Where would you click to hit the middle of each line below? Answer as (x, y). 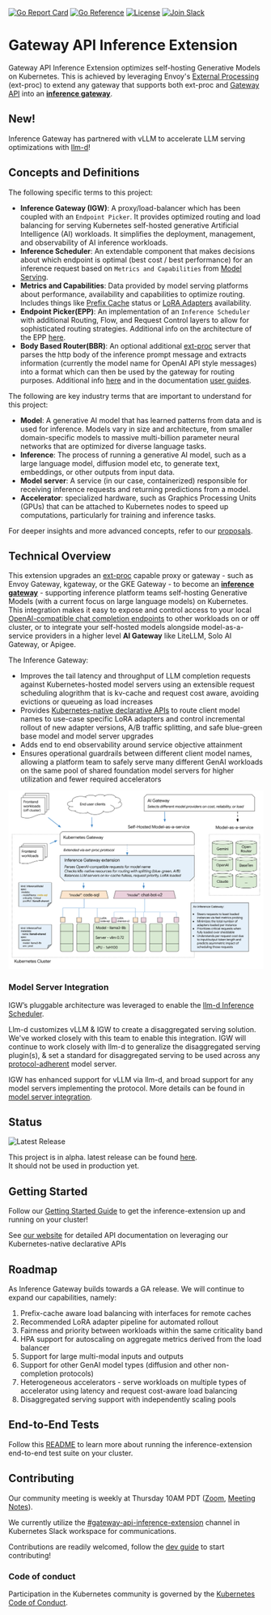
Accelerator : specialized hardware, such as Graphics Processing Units (138, 498)
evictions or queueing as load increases (87, 702)
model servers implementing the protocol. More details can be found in (127, 1088)
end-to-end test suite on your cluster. (71, 1453)
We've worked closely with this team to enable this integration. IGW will (127, 1038)
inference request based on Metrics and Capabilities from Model (131, 268)
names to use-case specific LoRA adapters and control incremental (132, 719)
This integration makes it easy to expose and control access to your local (130, 610)
